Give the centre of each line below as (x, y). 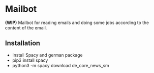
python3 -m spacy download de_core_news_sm (61, 65)
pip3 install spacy (30, 60)
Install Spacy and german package (47, 55)
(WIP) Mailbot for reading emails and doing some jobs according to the (77, 23)
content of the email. (26, 27)
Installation (23, 43)
